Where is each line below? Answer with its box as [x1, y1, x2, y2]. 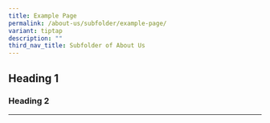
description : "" [8, 34, 63, 43]
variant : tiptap [8, 27, 63, 35]
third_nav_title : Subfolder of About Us [8, 42, 146, 50]
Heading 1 [8, 72, 59, 85]
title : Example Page [8, 11, 78, 20]
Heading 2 [8, 96, 50, 107]
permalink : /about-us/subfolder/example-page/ [8, 19, 167, 27]
